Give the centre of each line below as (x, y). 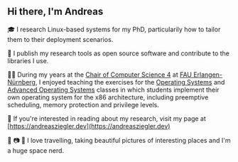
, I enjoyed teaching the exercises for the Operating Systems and (130, 82)
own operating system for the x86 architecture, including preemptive (108, 97)
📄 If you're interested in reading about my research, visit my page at (107, 118)
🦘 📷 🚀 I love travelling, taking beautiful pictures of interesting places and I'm (119, 140)
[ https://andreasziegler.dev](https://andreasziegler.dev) (89, 126)
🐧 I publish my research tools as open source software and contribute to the (118, 53)
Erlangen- (207, 75)
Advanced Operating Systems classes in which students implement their (113, 90)
